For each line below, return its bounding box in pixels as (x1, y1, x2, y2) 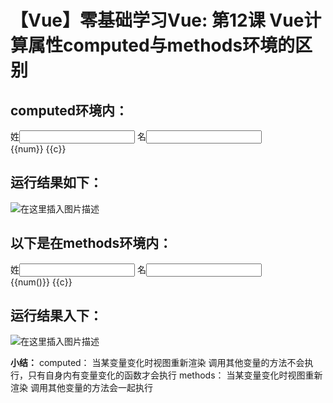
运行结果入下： (10, 307, 103, 325)
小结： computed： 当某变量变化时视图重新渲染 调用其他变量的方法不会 (10, 357, 305, 369)
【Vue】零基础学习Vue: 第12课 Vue (10, 9, 305, 32)
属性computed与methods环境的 (28, 34, 296, 57)
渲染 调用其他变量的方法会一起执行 (10, 382, 153, 394)
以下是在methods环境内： (10, 235, 173, 252)
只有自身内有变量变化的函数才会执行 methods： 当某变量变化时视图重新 (27, 369, 323, 381)
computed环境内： (10, 102, 128, 119)
